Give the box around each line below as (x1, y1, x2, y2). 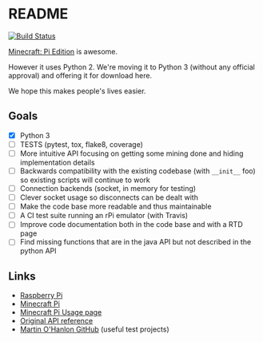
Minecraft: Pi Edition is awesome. (8, 46, 118, 56)
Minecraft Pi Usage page (19, 308, 102, 317)
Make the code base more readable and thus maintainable (19, 201, 212, 212)
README (8, 5, 69, 23)
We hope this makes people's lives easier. (8, 85, 146, 96)
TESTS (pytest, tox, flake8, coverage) (19, 139, 144, 149)
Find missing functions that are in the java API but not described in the (19, 237, 252, 247)
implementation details (19, 157, 95, 167)
